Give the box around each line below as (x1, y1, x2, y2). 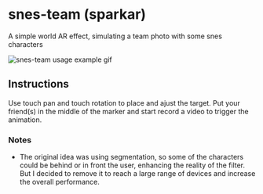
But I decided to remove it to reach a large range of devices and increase (19, 169, 256, 178)
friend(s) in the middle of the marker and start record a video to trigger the (8, 106, 249, 116)
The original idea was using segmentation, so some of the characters (19, 153, 244, 162)
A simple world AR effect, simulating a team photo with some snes (8, 31, 222, 41)
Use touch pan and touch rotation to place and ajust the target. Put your (8, 98, 241, 107)
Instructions (8, 77, 69, 91)
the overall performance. (19, 178, 100, 187)
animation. (8, 115, 42, 124)
